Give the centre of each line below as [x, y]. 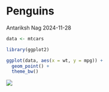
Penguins [30, 11]
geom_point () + [31, 66]
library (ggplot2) [28, 49]
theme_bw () [25, 72]
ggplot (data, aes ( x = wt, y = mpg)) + [54, 60]
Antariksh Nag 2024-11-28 [39, 28]
